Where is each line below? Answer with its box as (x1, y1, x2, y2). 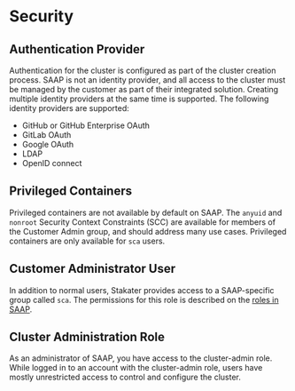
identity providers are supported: (9, 103, 130, 113)
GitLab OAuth (21, 130, 72, 140)
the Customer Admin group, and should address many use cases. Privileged (9, 226, 287, 236)
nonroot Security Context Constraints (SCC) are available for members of (9, 216, 276, 227)
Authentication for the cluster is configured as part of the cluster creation (9, 65, 276, 76)
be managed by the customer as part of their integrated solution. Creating (9, 84, 279, 94)
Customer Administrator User (9, 261, 175, 276)
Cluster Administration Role (9, 330, 166, 345)
